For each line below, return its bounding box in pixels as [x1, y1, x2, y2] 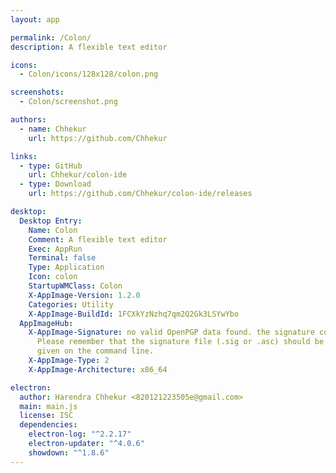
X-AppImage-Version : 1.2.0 [28, 290, 141, 300]
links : [10, 151, 38, 161]
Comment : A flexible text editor [28, 234, 168, 245]
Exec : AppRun [28, 244, 83, 254]
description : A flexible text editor [10, 42, 168, 52]
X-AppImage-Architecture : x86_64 [28, 364, 168, 375]
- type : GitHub [19, 161, 83, 171]
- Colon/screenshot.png [19, 97, 118, 107]
